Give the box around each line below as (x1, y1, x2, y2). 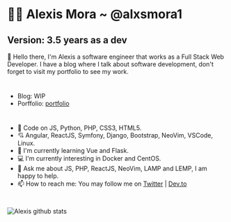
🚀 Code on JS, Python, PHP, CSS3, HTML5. (17, 124, 142, 132)
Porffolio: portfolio (17, 99, 70, 108)
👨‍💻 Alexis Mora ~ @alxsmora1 (7, 6, 183, 22)
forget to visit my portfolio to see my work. (7, 68, 129, 75)
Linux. (17, 139, 35, 147)
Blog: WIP (17, 92, 46, 101)
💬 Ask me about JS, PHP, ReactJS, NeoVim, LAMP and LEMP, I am (17, 164, 207, 173)
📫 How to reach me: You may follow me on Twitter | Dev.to (17, 179, 187, 188)
